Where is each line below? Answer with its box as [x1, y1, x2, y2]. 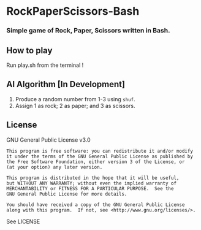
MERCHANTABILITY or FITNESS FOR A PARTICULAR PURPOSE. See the [6, 185, 174, 191]
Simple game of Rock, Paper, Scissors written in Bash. [6, 26, 170, 35]
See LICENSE [6, 218, 40, 225]
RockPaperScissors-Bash [6, 4, 140, 18]
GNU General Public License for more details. [6, 191, 127, 197]
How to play [6, 45, 53, 56]
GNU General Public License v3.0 [6, 136, 91, 144]
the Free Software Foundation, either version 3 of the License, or [6, 158, 185, 165]
